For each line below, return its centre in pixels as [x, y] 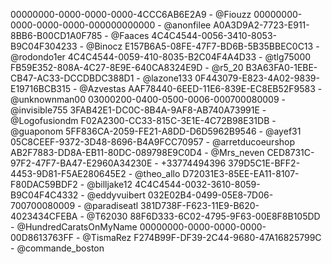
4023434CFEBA [44, 216]
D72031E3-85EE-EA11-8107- [241, 173]
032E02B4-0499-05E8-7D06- [210, 195]
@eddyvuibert [116, 195]
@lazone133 [167, 78]
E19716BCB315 [41, 88]
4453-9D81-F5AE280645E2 [68, 173]
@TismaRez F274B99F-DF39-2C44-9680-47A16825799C [202, 237]
